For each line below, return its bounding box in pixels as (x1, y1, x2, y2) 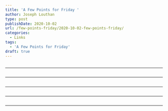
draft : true (5, 49, 30, 54)
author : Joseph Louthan (5, 12, 55, 17)
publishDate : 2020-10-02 (5, 21, 57, 26)
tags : (5, 40, 16, 45)
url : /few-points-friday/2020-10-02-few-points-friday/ (5, 26, 124, 31)
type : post (5, 16, 28, 21)
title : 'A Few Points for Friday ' (5, 7, 79, 12)
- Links (9, 35, 26, 40)
